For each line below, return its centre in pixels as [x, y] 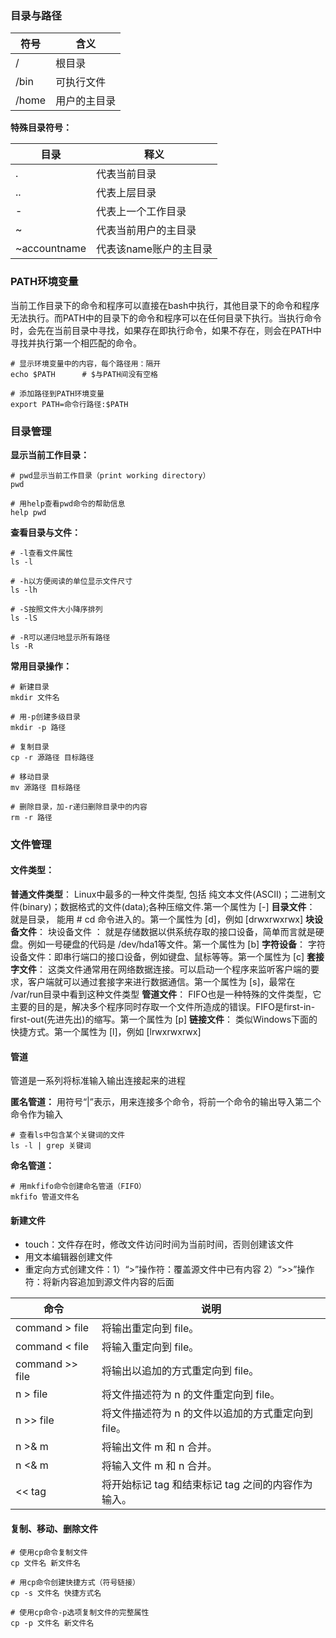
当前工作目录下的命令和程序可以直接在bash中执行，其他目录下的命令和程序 [165, 305]
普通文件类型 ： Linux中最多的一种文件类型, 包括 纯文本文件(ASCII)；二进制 [163, 894]
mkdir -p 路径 [38, 727]
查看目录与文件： [45, 532]
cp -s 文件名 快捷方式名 [56, 1593]
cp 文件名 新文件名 [45, 1563]
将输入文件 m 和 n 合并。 [159, 1466]
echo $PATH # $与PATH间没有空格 [84, 374]
